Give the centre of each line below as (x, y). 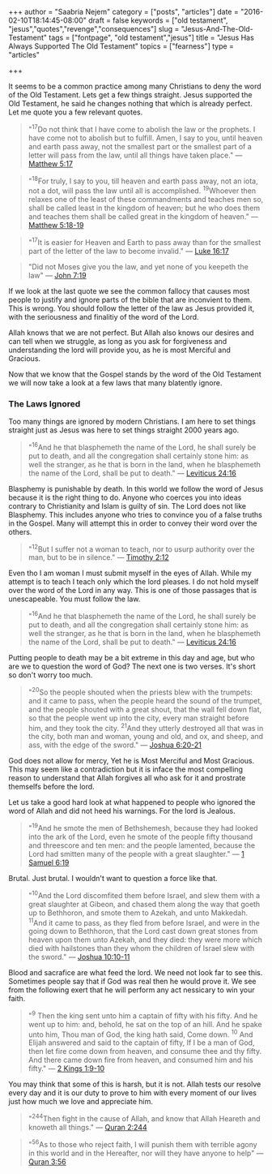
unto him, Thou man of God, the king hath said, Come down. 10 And (140, 1034)
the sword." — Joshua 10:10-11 (79, 957)
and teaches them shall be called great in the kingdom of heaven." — (143, 216)
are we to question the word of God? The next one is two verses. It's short (132, 666)
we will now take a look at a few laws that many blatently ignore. (115, 383)
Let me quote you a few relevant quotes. (76, 112)
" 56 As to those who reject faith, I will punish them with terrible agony (142, 1144)
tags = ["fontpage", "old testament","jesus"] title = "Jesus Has (151, 37)
